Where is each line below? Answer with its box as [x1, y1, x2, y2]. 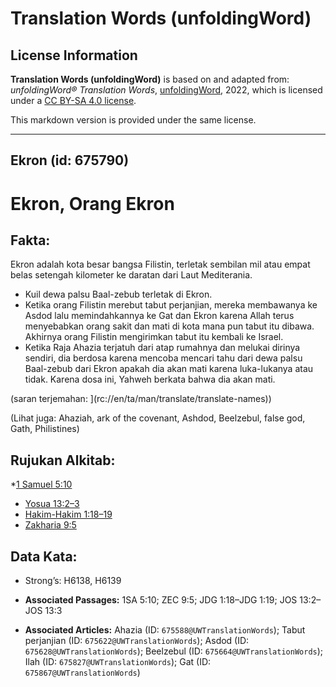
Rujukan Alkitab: [10, 452, 116, 469]
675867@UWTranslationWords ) [24, 667, 141, 679]
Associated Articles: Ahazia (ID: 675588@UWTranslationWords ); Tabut [24, 624, 306, 636]
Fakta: [10, 232, 51, 249]
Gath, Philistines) [10, 423, 80, 435]
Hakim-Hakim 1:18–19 [24, 508, 113, 521]
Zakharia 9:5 [24, 519, 77, 531]
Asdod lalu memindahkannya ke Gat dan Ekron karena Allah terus [24, 310, 295, 322]
